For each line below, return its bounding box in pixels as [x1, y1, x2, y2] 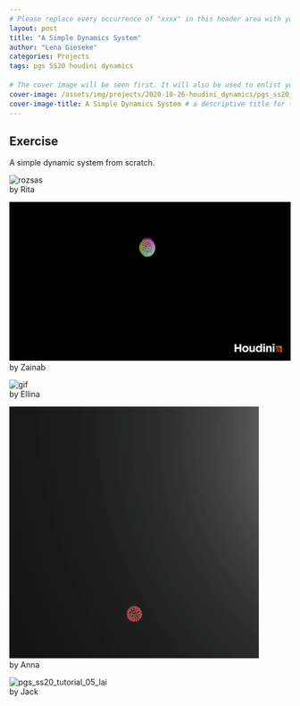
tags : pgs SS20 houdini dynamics [9, 62, 134, 71]
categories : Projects [9, 52, 90, 62]
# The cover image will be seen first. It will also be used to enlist [9, 81, 281, 89]
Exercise [9, 133, 59, 149]
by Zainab [9, 362, 46, 373]
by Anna [9, 659, 40, 670]
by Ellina [9, 389, 40, 400]
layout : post [9, 23, 58, 33]
